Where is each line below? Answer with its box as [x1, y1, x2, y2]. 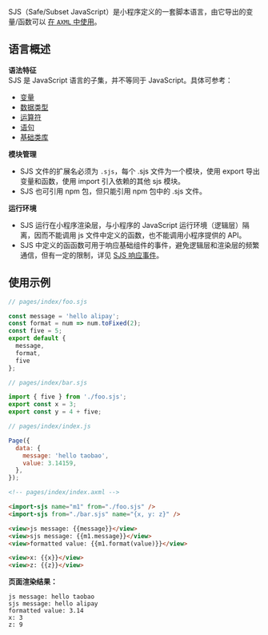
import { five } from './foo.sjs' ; [8, 393, 127, 401]
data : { [15, 444, 42, 452]
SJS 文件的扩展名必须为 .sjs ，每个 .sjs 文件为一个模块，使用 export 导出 [19, 166, 260, 176]
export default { [8, 334, 66, 342]
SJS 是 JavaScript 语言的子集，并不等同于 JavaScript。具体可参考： [8, 75, 234, 85]
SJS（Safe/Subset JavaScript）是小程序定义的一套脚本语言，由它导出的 [8, 7, 246, 16]
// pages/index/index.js [8, 422, 91, 430]
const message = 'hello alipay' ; [8, 312, 120, 320]
